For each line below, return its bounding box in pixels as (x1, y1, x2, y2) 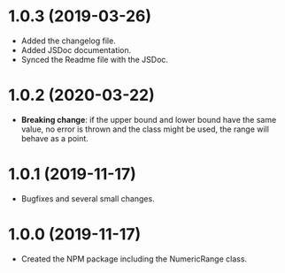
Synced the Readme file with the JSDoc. (20, 54, 169, 64)
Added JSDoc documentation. (20, 44, 132, 55)
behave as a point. (20, 133, 89, 143)
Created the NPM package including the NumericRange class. (20, 254, 248, 264)
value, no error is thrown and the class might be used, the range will (20, 124, 269, 134)
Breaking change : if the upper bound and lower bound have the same (20, 114, 277, 125)
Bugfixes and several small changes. (20, 193, 156, 204)
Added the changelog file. (20, 35, 116, 46)
